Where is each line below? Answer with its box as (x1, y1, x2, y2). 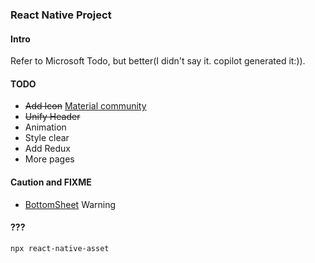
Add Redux (24, 143, 71, 155)
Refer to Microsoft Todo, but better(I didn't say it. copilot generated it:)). (10, 55, 306, 67)
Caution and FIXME (10, 176, 92, 188)
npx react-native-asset (10, 243, 110, 253)
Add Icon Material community (24, 100, 147, 112)
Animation (24, 121, 67, 133)
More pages (24, 153, 75, 165)
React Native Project (10, 8, 112, 22)
